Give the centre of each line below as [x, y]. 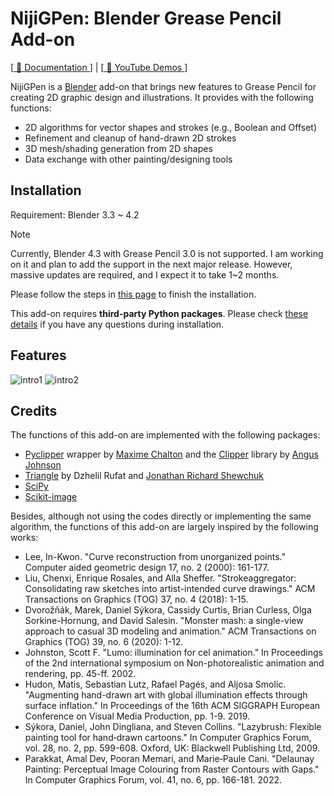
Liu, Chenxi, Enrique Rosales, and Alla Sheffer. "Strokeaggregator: [160, 578]
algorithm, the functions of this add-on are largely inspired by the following [164, 527]
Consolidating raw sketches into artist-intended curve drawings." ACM [170, 589]
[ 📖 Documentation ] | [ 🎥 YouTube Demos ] [99, 67]
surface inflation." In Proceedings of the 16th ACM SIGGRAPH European [172, 706]
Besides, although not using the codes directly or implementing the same [161, 516]
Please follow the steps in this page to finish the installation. [133, 294]
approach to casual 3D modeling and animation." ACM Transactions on [170, 631]
